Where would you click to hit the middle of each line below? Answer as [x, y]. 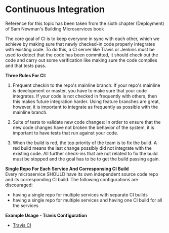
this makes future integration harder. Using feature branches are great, [86, 101]
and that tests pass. [26, 65]
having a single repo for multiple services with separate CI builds [80, 194]
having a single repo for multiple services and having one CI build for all [87, 200]
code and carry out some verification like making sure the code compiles [81, 60]
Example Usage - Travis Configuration [46, 215]
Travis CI [22, 225]
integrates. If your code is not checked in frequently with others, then [85, 96]
